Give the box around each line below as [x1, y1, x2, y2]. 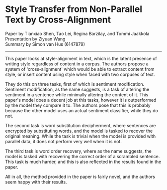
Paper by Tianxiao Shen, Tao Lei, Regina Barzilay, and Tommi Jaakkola [5, 30, 150, 36]
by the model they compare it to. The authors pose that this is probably [5, 102, 151, 108]
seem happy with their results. [5, 179, 67, 185]
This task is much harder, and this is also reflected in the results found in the [5, 159, 162, 165]
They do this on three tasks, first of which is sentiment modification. [5, 81, 145, 87]
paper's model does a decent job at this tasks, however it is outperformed [5, 97, 157, 103]
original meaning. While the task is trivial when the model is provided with [5, 133, 156, 139]
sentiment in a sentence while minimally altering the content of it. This [5, 91, 149, 98]
